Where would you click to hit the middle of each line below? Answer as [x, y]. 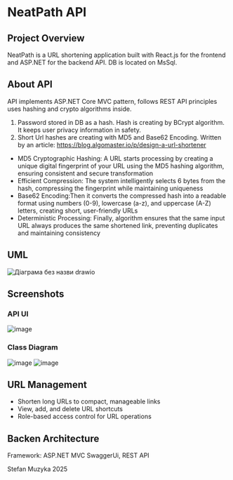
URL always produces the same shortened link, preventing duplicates [118, 225]
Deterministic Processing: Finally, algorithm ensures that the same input [121, 218]
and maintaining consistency [59, 233]
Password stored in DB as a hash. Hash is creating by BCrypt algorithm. [121, 122]
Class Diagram [33, 347]
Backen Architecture [53, 438]
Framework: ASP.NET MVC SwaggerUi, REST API [78, 455]
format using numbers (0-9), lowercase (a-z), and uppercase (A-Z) [114, 203]
